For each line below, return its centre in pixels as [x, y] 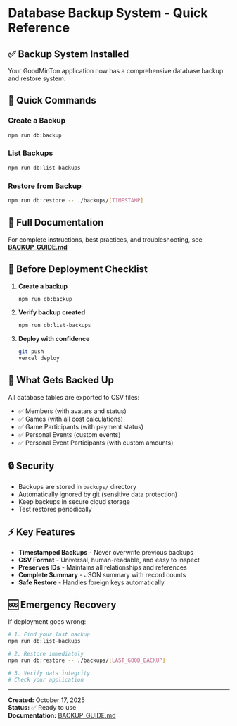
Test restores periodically [55, 509]
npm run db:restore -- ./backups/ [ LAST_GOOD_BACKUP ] [87, 660]
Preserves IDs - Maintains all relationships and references [102, 567]
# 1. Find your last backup [49, 635]
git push [31, 352]
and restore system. [37, 78]
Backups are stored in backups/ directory [77, 486]
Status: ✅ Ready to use [42, 707]
